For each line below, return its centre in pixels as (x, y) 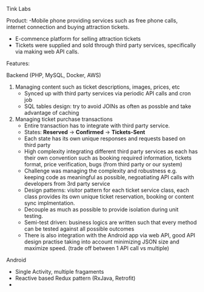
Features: (18, 63)
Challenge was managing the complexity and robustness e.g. (100, 171)
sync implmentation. (49, 203)
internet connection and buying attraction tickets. (68, 27)
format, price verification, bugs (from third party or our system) (103, 164)
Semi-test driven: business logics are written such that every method (110, 222)
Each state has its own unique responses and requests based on (105, 138)
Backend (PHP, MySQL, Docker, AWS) (54, 75)
